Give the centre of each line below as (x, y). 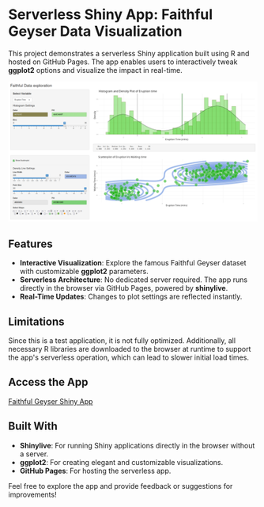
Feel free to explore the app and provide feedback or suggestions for (121, 486)
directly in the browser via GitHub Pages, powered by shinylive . (124, 288)
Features (30, 244)
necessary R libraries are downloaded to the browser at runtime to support (130, 349)
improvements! (32, 494)
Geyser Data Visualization (95, 31)
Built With (33, 427)
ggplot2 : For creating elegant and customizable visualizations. (121, 462)
